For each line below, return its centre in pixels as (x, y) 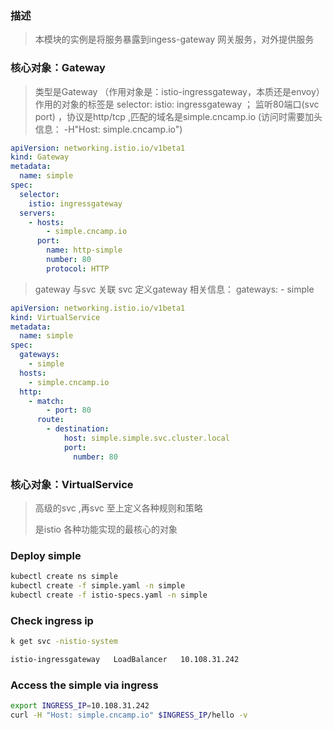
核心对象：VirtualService (72, 484)
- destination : (78, 429)
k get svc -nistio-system (64, 642)
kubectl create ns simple (64, 577)
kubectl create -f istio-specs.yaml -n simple (109, 595)
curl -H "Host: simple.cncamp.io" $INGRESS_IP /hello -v (129, 715)
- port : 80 (69, 410)
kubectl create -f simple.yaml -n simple (98, 586)
